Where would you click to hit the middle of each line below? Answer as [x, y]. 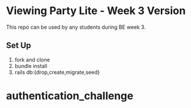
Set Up [19, 45]
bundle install [31, 66]
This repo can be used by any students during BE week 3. [76, 27]
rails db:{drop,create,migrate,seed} [57, 72]
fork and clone [32, 59]
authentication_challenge [70, 96]
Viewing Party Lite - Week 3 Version [96, 11]
